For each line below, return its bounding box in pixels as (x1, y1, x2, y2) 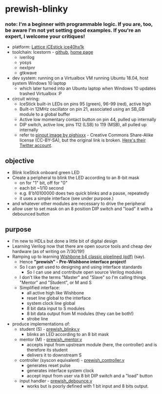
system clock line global (26, 300, 76, 306)
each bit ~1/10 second (19, 185, 64, 191)
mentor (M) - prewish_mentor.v (19, 336, 82, 342)
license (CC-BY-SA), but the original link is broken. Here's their (19, 138, 146, 143)
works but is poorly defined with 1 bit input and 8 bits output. (26, 383, 149, 389)
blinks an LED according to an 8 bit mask (26, 332, 109, 337)
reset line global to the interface (26, 295, 91, 301)
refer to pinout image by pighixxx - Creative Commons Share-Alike (19, 132, 154, 138)
